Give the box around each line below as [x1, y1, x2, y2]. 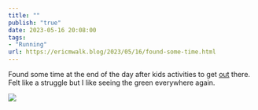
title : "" [8, 11, 41, 20]
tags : [8, 33, 26, 42]
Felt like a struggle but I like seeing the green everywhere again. [8, 78, 216, 87]
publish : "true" [8, 19, 61, 27]
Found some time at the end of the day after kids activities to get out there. [8, 70, 250, 79]
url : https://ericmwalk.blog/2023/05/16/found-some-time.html [8, 48, 216, 56]
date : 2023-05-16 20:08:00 [8, 26, 97, 34]
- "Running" [8, 41, 47, 49]
